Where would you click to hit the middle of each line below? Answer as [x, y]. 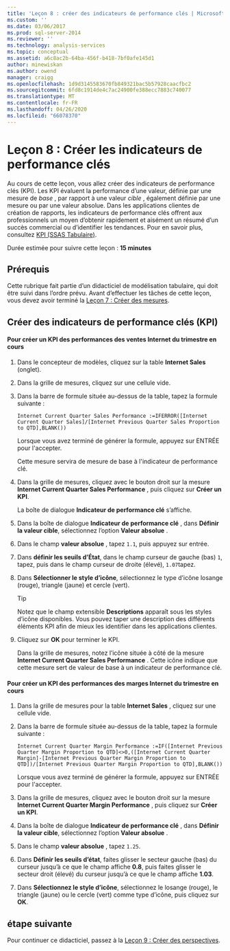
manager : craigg [30, 77]
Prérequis [28, 269]
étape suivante [40, 924]
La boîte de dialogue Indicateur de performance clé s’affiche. [104, 510]
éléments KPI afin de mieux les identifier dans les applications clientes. [117, 626]
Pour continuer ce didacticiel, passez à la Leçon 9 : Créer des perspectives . [114, 940]
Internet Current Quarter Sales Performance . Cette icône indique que [117, 660]
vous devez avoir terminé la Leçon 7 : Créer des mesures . [88, 300]
